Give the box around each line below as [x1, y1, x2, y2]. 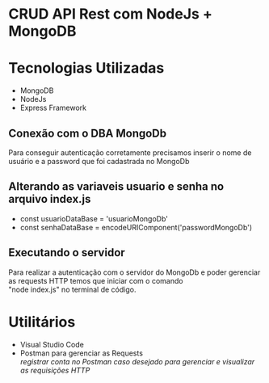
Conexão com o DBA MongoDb [8, 126, 167, 140]
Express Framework [19, 103, 87, 113]
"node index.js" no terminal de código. [8, 284, 137, 294]
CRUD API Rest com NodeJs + [8, 5, 212, 23]
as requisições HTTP [19, 365, 90, 375]
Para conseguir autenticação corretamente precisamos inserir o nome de [8, 147, 252, 158]
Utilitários [8, 313, 76, 331]
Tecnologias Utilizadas [8, 59, 165, 78]
